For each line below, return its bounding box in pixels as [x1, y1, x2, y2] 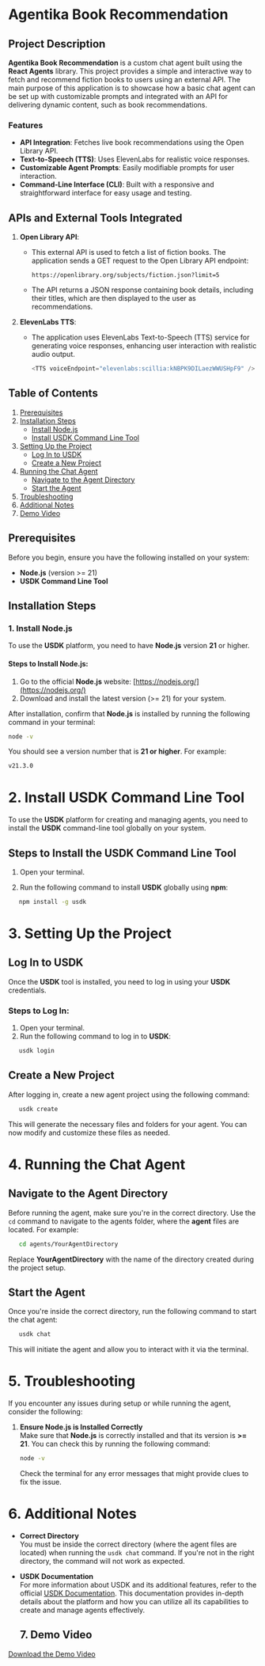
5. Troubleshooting [8, 1372, 136, 1391]
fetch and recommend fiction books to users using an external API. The [8, 75, 241, 84]
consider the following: [8, 1407, 83, 1417]
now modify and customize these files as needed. [8, 1128, 170, 1137]
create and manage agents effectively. [19, 1605, 145, 1615]
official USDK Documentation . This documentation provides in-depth [19, 1588, 244, 1598]
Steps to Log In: [8, 1005, 70, 1016]
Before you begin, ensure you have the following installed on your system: [8, 552, 250, 562]
